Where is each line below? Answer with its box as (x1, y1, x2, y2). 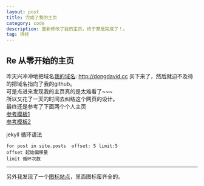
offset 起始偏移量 (6, 149, 49, 155)
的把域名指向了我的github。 (6, 80, 76, 87)
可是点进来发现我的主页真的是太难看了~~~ (6, 87, 113, 95)
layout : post (6, 8, 39, 15)
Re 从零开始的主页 (6, 55, 75, 65)
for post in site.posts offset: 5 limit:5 (6, 143, 118, 149)
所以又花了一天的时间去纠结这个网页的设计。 (6, 95, 118, 102)
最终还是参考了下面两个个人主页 (6, 102, 86, 110)
